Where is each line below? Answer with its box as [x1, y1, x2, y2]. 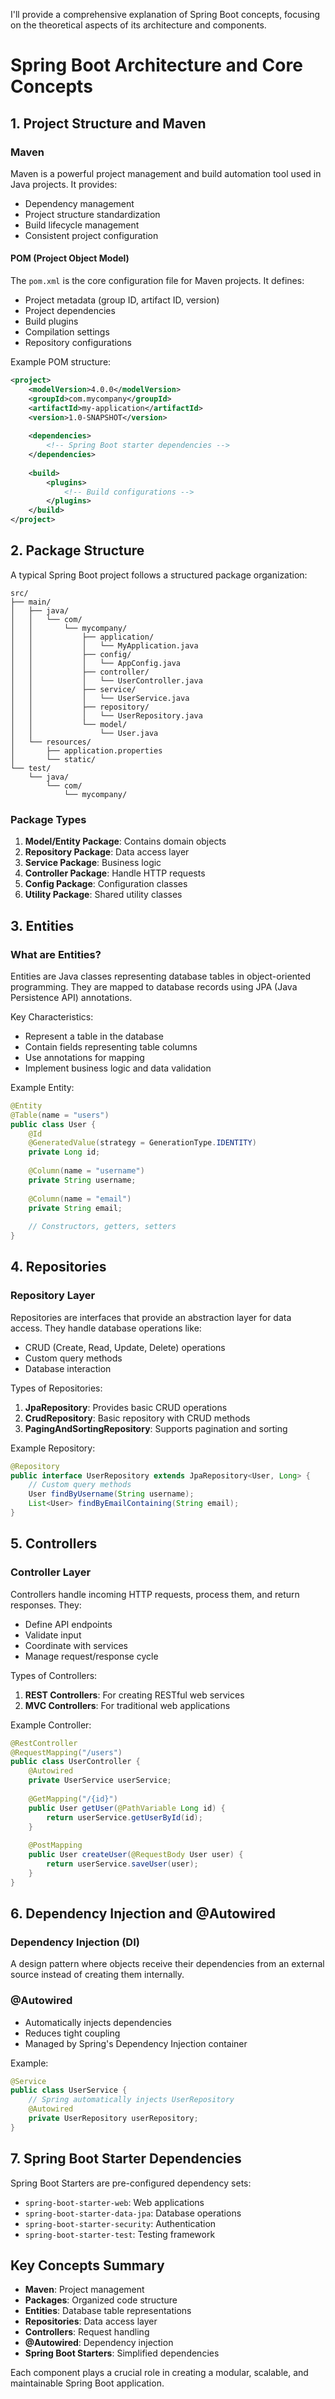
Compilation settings [24, 326, 110, 338]
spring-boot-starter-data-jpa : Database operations [24, 2207, 242, 2219]
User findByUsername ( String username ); [28, 1489, 195, 1499]
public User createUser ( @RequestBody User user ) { [28, 1850, 244, 1860]
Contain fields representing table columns [24, 1040, 198, 1053]
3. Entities [10, 917, 75, 934]
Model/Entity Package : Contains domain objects [24, 835, 227, 848]
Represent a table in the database [24, 1030, 164, 1042]
